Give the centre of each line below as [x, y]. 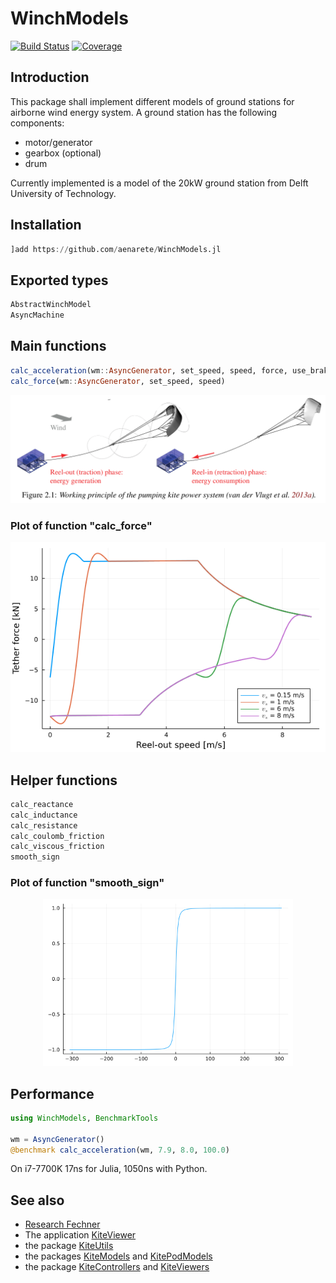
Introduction [50, 77]
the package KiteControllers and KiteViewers [117, 1267]
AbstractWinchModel [51, 305]
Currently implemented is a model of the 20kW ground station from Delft [159, 183]
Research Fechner [62, 1224]
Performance [52, 1093]
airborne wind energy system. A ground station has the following [144, 112]
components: [37, 123]
